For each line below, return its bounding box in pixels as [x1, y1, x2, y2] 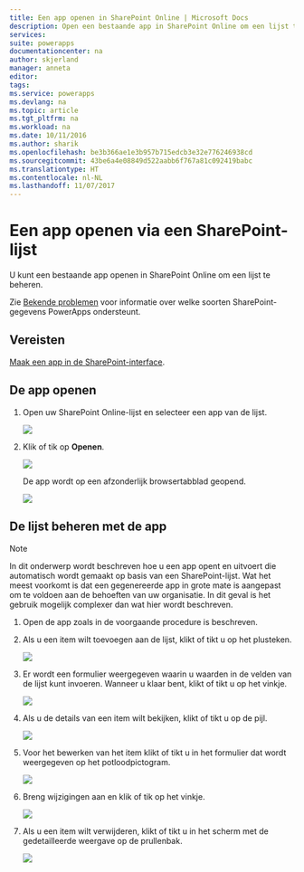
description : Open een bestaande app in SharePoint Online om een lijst [9, 22, 290, 31]
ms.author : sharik [9, 139, 79, 148]
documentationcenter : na [9, 47, 103, 56]
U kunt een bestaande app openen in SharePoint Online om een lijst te [9, 270, 271, 280]
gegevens [9, 307, 47, 318]
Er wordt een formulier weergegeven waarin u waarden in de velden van [22, 668, 292, 679]
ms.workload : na [9, 123, 71, 132]
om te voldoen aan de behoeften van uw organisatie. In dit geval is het [9, 589, 271, 600]
